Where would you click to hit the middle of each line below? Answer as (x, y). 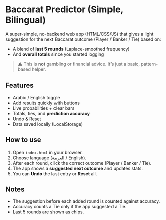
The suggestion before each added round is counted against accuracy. (86, 201)
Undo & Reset (27, 119)
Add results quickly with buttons (46, 103)
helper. (39, 69)
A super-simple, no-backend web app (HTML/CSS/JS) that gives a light (79, 34)
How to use (23, 140)
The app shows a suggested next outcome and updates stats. (77, 168)
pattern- (150, 64)
